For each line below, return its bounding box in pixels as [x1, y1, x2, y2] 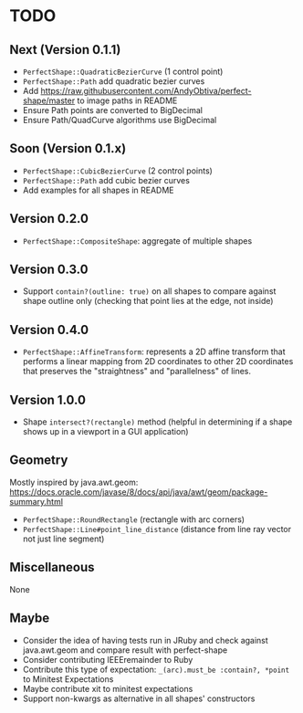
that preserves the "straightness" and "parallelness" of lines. [22, 366, 252, 377]
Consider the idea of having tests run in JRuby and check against [22, 634, 269, 645]
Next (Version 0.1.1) [9, 42, 121, 58]
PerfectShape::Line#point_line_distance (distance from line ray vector [22, 523, 292, 534]
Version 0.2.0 [9, 211, 89, 226]
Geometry [9, 453, 68, 468]
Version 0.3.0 [9, 262, 89, 278]
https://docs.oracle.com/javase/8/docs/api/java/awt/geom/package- [9, 486, 268, 498]
